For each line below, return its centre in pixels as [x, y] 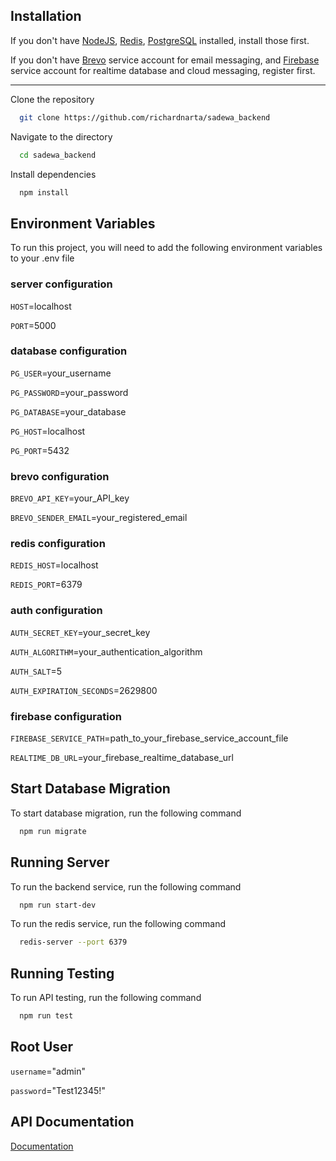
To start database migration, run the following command [126, 813]
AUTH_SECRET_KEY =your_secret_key [80, 632]
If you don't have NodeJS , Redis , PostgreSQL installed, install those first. [160, 40]
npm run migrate [53, 831]
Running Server [60, 862]
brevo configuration [60, 476]
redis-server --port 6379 [73, 942]
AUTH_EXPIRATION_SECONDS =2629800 [84, 690]
